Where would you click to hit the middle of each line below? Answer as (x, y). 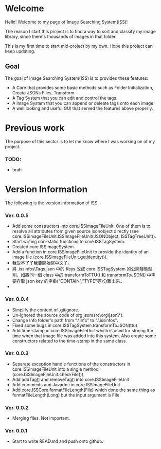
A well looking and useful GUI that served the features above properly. (82, 108)
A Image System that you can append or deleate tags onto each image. (83, 103)
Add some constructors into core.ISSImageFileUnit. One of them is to (81, 226)
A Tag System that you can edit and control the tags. (65, 98)
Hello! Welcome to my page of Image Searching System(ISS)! (66, 22)
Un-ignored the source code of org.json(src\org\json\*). (68, 315)
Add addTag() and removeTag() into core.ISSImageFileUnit (71, 379)
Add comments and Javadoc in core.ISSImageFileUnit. (67, 384)
